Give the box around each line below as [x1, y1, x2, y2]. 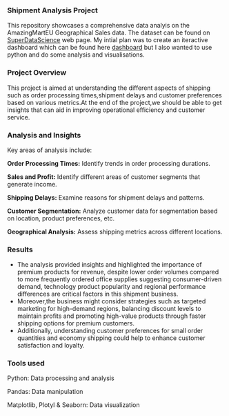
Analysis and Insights [7, 130, 81, 140]
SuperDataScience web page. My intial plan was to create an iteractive [7, 36, 208, 44]
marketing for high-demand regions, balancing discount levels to [17, 305, 201, 313]
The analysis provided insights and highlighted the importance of [17, 261, 202, 269]
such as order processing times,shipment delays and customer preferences [7, 91, 222, 99]
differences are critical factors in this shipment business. [17, 290, 179, 299]
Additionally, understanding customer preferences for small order [17, 327, 203, 335]
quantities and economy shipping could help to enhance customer [17, 334, 206, 342]
